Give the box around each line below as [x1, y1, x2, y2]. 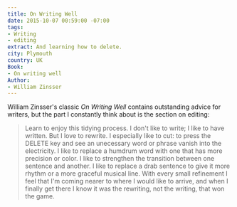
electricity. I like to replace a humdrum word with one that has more [24, 147, 223, 155]
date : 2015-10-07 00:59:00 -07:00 [7, 17, 110, 24]
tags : [7, 23, 23, 31]
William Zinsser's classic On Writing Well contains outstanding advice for [7, 102, 221, 111]
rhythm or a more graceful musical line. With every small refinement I [24, 169, 228, 178]
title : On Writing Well [7, 10, 78, 18]
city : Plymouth [7, 51, 53, 58]
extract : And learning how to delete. [7, 43, 122, 51]
